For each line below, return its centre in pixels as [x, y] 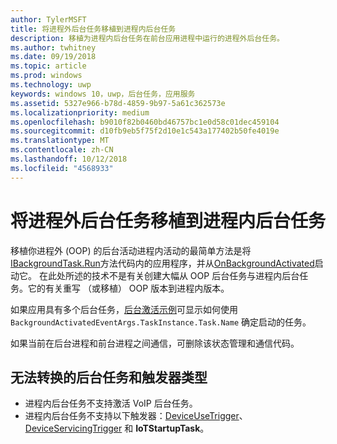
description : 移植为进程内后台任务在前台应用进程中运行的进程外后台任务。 [147, 38]
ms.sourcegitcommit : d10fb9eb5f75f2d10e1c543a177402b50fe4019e [145, 131]
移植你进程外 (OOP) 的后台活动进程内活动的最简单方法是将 [131, 250]
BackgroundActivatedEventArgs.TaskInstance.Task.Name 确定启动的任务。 [161, 322]
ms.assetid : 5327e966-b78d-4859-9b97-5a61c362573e [118, 103]
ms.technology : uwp [51, 85]
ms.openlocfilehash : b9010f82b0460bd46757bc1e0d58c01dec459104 [145, 122]
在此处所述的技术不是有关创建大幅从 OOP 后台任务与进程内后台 [169, 275]
